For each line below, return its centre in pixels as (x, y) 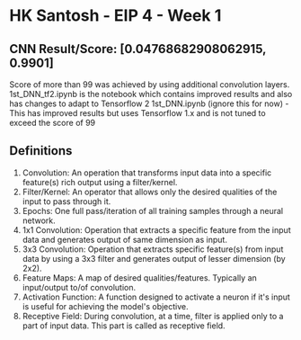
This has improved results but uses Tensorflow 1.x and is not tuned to (138, 113)
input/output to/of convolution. (79, 287)
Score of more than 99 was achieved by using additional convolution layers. (150, 85)
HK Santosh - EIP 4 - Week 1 (115, 16)
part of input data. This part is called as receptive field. (124, 326)
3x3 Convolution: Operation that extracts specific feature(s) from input (153, 249)
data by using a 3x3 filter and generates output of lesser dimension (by (154, 258)
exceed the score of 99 (53, 123)
